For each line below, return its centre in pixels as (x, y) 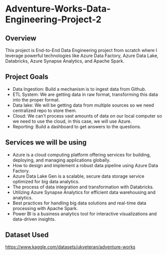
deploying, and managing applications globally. (62, 160)
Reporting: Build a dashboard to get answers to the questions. (77, 126)
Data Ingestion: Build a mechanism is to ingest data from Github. (79, 89)
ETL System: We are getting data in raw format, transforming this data (85, 94)
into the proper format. (36, 99)
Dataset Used (27, 235)
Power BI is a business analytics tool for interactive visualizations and (85, 214)
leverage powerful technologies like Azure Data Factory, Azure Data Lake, (82, 56)
